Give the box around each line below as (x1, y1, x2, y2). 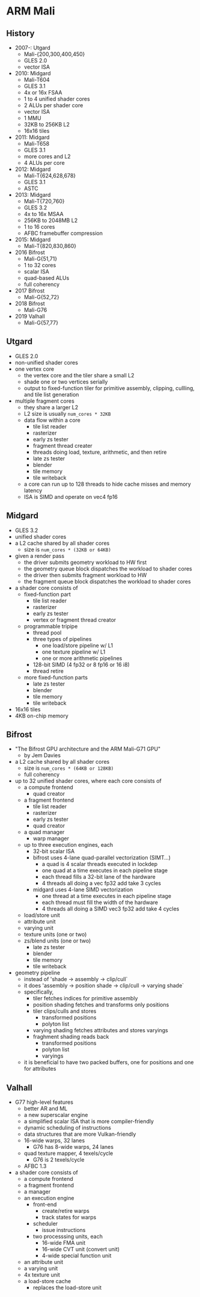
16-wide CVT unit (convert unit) (41, 1246, 120, 1253)
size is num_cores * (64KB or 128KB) (23, 764, 114, 772)
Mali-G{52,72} (23, 294, 59, 300)
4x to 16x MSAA (23, 211, 64, 217)
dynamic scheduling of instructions (23, 1124, 111, 1131)
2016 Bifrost (14, 249, 45, 256)
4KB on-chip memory (14, 712, 69, 719)
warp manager (32, 835, 69, 842)
